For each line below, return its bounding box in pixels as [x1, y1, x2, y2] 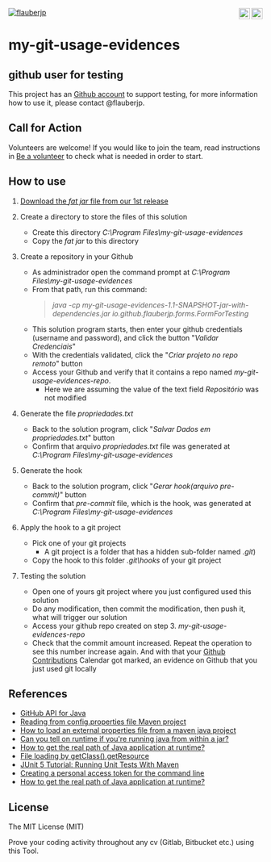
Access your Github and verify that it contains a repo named [31, 367, 232, 377]
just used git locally [31, 663, 97, 673]
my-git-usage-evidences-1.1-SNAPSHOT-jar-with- [81, 299, 249, 310]
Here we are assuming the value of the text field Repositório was [44, 384, 260, 394]
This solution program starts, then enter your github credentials [31, 324, 244, 334]
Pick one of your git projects [31, 538, 127, 548]
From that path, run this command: [31, 284, 148, 294]
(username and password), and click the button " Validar [31, 333, 219, 342]
